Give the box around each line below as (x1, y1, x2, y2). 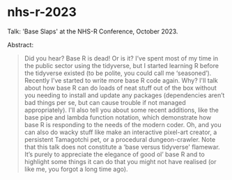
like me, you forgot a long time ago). (24, 165, 128, 173)
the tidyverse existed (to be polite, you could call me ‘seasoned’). (24, 69, 212, 77)
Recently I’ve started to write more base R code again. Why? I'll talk (24, 76, 218, 84)
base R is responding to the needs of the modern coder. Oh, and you (24, 120, 222, 129)
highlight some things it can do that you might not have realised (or (24, 157, 217, 165)
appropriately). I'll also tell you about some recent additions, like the (24, 106, 219, 114)
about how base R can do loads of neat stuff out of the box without (24, 83, 217, 92)
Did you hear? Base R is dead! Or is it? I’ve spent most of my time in (24, 54, 219, 63)
